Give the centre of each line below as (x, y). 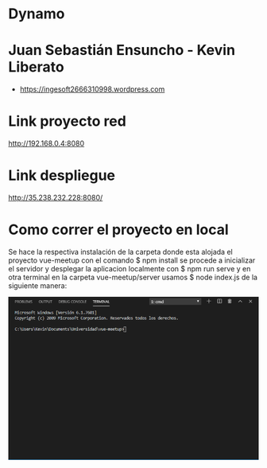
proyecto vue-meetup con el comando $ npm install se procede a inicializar (132, 260)
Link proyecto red (68, 121)
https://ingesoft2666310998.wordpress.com (92, 89)
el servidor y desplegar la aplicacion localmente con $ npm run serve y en (130, 268)
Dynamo (37, 14)
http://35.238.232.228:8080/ (56, 197)
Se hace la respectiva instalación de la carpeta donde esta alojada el (120, 252)
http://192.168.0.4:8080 (46, 143)
